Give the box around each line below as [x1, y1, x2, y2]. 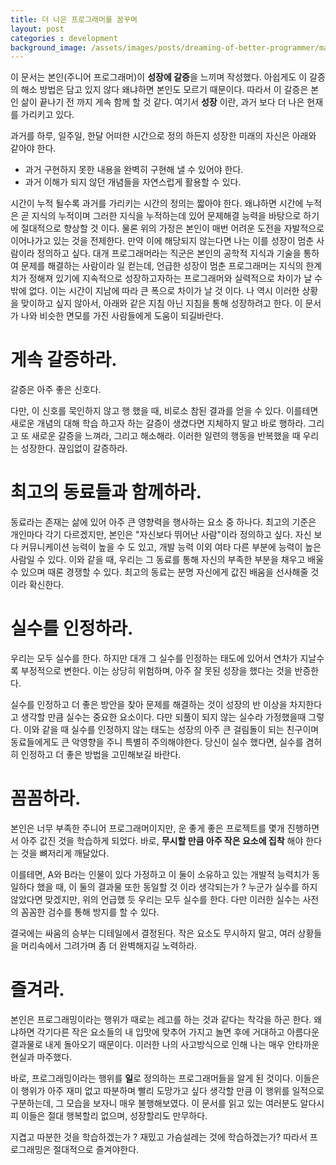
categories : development [10, 33, 118, 43]
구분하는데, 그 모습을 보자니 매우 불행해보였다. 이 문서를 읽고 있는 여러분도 [10, 1097, 298, 1109]
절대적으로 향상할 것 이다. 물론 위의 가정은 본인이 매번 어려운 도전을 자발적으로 [20, 222, 325, 235]
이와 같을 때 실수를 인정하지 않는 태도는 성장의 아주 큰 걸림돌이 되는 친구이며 [23, 724, 320, 736]
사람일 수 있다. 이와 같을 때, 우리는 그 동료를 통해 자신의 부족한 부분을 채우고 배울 [10, 554, 325, 566]
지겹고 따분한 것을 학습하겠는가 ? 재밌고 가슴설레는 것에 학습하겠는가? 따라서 [10, 1131, 308, 1143]
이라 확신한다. [10, 579, 65, 591]
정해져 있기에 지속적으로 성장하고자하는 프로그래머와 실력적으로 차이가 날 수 [28, 272, 323, 285]
